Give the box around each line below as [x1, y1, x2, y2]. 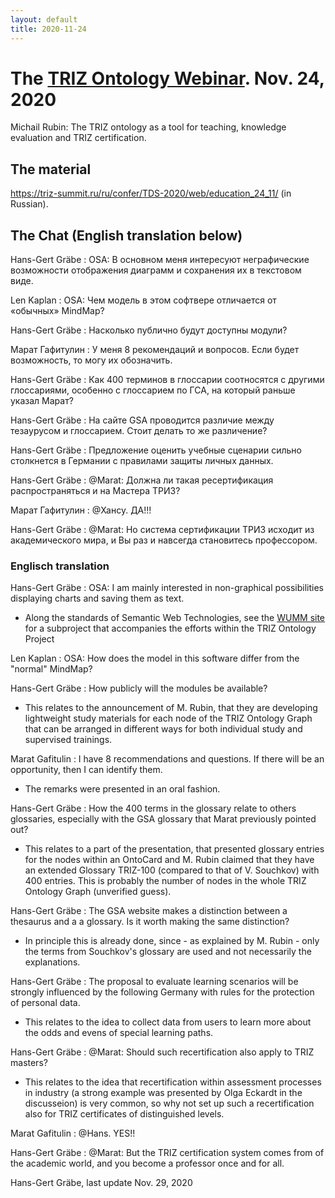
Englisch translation [10, 559, 110, 573]
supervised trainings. [24, 734, 113, 746]
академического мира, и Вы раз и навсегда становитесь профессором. [10, 534, 318, 546]
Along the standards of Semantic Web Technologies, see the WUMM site [24, 612, 326, 624]
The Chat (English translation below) [10, 227, 243, 244]
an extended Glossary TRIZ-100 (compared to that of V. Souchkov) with [24, 864, 320, 876]
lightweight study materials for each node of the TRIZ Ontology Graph [24, 712, 313, 725]
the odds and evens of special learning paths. [24, 1027, 214, 1039]
